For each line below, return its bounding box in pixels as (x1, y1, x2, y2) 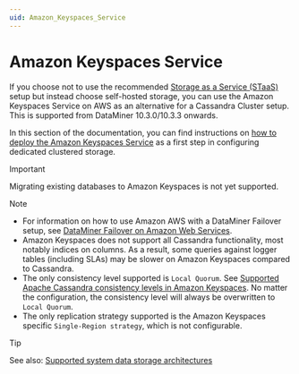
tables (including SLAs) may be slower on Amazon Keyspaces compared (21, 253, 291, 264)
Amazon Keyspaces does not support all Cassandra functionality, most (21, 234, 284, 245)
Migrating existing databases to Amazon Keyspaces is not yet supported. (9, 181, 279, 191)
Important (9, 163, 46, 174)
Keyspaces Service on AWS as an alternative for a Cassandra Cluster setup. (9, 100, 289, 111)
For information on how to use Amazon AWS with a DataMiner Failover (21, 216, 282, 226)
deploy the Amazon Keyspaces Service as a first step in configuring (9, 136, 260, 148)
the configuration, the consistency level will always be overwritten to (21, 292, 276, 302)
